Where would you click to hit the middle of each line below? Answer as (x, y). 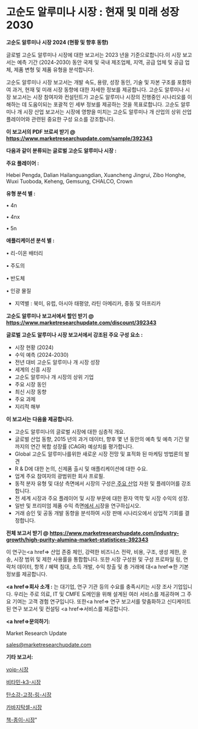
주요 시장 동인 (30, 384)
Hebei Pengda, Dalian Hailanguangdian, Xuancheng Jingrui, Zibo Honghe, (96, 175)
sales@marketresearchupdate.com (49, 644)
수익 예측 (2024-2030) (42, 354)
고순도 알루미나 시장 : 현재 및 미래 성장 (92, 12)
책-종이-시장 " (22, 720)
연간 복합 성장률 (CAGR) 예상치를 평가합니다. (82, 446)
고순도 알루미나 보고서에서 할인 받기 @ (50, 316)
